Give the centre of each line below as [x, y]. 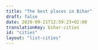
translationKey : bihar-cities [43, 27]
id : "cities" [22, 33]
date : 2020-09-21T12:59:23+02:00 [47, 22]
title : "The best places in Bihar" [49, 11]
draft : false [22, 17]
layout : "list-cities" [34, 38]
